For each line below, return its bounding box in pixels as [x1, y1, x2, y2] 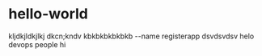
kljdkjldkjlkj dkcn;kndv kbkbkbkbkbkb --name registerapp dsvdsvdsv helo [8, 31, 255, 41]
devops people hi [8, 39, 66, 49]
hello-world [8, 5, 89, 23]
